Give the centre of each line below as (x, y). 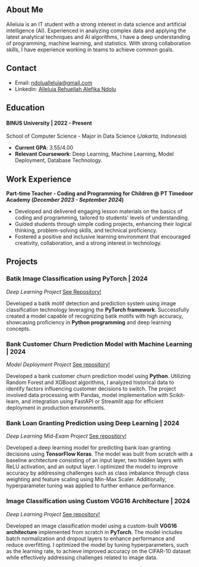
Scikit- (177, 395)
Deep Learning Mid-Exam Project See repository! (66, 436)
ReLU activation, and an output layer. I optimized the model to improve (92, 467)
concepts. (18, 329)
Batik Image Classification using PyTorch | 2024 (77, 278)
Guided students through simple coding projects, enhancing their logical (103, 224)
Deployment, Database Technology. (59, 160)
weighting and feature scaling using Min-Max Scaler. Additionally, (86, 479)
